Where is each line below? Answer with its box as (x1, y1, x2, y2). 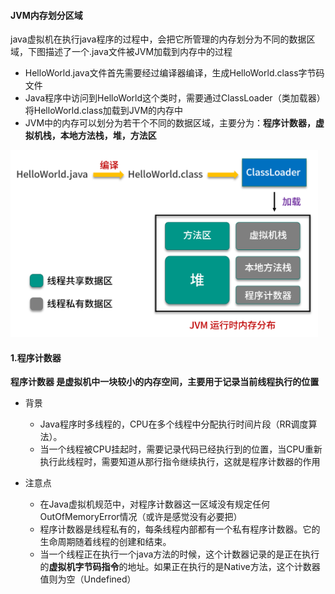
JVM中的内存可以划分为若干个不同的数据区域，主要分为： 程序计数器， (24, 117, 317, 129)
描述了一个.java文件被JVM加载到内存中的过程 (44, 46, 233, 58)
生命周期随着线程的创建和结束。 (39, 536, 172, 548)
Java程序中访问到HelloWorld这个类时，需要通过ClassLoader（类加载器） (24, 92, 326, 104)
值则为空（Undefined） (39, 573, 137, 585)
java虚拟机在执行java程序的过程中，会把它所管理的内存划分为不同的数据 (10, 33, 307, 45)
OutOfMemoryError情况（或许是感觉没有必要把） (39, 511, 243, 523)
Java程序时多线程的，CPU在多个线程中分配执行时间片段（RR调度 (39, 418, 309, 430)
